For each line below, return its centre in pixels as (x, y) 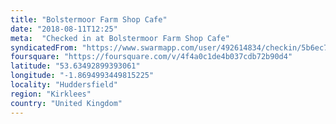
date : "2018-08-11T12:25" (64, 29)
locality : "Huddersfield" (64, 85)
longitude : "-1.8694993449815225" (82, 76)
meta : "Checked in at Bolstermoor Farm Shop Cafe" (120, 38)
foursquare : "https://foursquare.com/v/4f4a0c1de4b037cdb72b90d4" (151, 57)
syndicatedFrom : (44, 47)
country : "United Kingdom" (66, 103)
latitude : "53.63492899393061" (75, 66)
